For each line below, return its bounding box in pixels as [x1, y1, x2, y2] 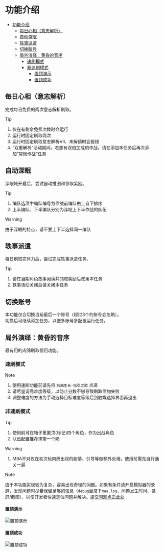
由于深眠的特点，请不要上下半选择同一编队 [5, 226, 91, 232]
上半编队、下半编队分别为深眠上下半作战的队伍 [12, 206, 107, 212]
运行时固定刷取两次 [12, 132, 51, 138]
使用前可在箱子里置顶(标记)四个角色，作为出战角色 [12, 430, 115, 435]
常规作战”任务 [18, 150, 47, 157]
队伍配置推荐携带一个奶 [12, 435, 60, 441]
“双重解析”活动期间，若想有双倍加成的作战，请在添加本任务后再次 [12, 144, 145, 150]
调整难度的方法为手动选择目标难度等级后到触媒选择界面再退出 [12, 395, 137, 401]
